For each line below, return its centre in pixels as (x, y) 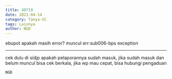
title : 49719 (19, 10)
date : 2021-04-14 (24, 15)
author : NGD (18, 29)
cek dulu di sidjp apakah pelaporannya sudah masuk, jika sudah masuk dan (85, 58)
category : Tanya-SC (26, 19)
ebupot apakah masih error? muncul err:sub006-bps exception (72, 43)
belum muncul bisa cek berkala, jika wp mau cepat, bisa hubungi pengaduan (86, 63)
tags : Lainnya (20, 24)
